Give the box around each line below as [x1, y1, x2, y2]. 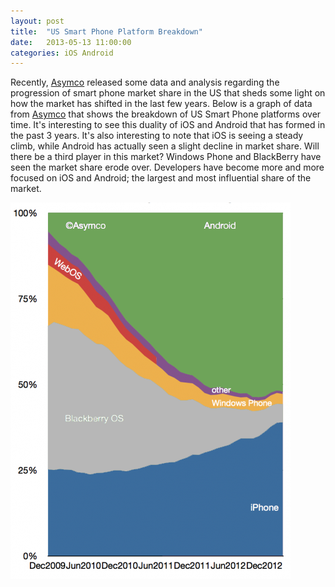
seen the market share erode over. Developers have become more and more [10, 161, 325, 174]
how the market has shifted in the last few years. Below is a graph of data [10, 98, 313, 110]
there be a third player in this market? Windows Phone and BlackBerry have [10, 151, 322, 163]
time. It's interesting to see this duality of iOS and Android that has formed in [10, 119, 326, 131]
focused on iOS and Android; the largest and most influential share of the [10, 172, 312, 184]
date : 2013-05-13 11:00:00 [10, 37, 132, 47]
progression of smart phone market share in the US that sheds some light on [10, 87, 326, 99]
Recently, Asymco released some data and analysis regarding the [10, 76, 280, 89]
